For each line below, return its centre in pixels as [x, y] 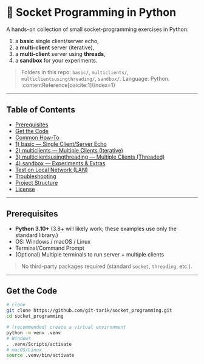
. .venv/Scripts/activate [39, 344]
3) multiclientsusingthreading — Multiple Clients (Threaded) [90, 157]
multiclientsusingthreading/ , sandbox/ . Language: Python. [95, 78]
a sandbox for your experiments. [56, 60]
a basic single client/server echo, [57, 41]
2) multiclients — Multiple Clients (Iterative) [69, 150]
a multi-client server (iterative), [55, 47]
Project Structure [36, 182]
